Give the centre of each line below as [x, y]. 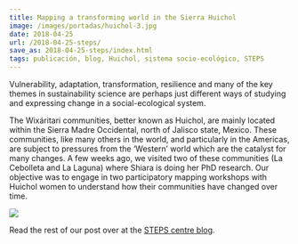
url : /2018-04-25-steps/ [55, 42]
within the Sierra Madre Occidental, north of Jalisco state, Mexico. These [143, 130]
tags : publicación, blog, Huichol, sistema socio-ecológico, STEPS [137, 59]
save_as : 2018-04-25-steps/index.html [81, 51]
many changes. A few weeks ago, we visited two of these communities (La [146, 158]
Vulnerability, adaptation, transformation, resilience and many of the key [141, 84]
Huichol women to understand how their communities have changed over [144, 187]
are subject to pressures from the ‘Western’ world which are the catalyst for [148, 149]
